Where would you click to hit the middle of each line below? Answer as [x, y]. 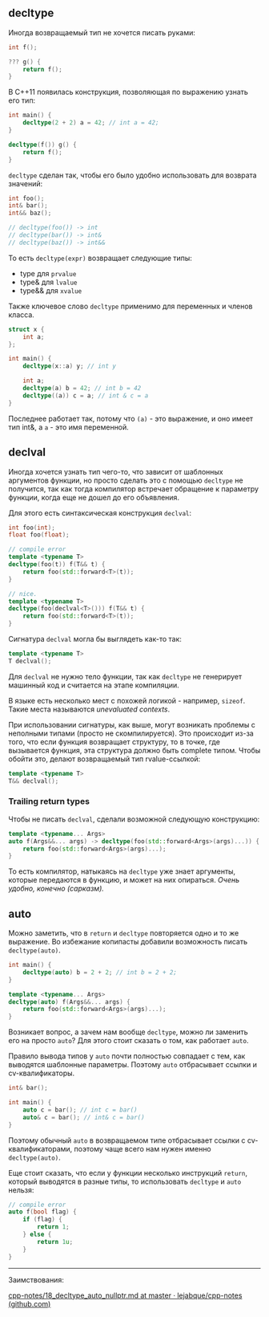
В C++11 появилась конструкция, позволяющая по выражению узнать [128, 92]
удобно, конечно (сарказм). [56, 889]
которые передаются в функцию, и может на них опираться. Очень [124, 880]
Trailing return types [49, 801]
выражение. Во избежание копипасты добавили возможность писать [128, 942]
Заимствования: [36, 1279]
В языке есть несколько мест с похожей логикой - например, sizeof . [127, 700]
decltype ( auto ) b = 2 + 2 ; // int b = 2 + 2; [100, 972]
